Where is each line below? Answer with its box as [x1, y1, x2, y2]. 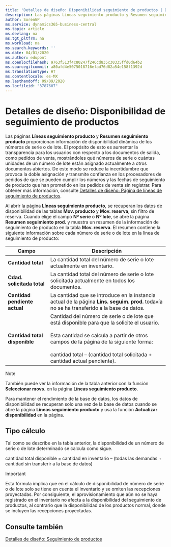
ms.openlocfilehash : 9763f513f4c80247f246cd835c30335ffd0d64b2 [5, 60, 142, 65]
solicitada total [8, 280, 45, 287]
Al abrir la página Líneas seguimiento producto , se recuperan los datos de [5, 203, 163, 209]
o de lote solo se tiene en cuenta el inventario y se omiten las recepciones [5, 486, 161, 492]
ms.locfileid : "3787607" [5, 83, 58, 88]
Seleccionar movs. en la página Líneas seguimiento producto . [5, 386, 138, 392]
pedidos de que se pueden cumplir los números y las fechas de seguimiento [5, 177, 165, 183]
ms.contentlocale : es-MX [5, 74, 58, 79]
